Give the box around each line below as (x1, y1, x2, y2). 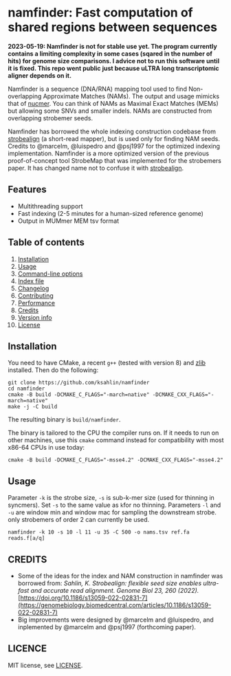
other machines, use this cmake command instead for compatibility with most (8, 436, 224, 444)
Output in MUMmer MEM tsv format (17, 217, 120, 225)
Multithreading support (17, 201, 83, 210)
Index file (17, 276, 44, 285)
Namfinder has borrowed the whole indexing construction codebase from (8, 127, 216, 135)
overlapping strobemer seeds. (8, 113, 93, 122)
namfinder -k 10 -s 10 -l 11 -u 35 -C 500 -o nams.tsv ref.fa (8, 529, 190, 536)
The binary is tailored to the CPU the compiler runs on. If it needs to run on (8, 428, 219, 437)
